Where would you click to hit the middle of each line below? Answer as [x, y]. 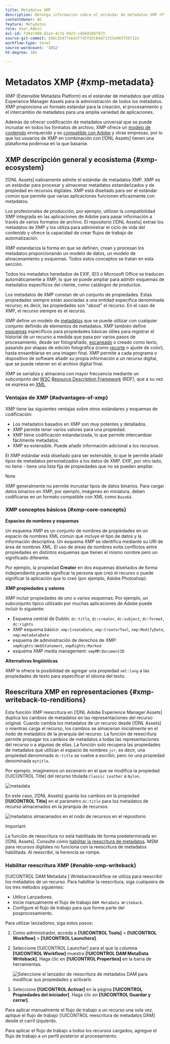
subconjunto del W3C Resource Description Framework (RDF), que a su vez [84, 379]
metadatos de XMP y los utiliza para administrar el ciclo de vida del [75, 227]
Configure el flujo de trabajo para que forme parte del [69, 907]
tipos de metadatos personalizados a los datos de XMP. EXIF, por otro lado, [84, 461]
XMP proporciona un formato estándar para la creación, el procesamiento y [84, 107]
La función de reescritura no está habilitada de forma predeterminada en [81, 836]
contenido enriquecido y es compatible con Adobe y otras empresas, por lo [84, 133]
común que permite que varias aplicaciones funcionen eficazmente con [80, 196]
